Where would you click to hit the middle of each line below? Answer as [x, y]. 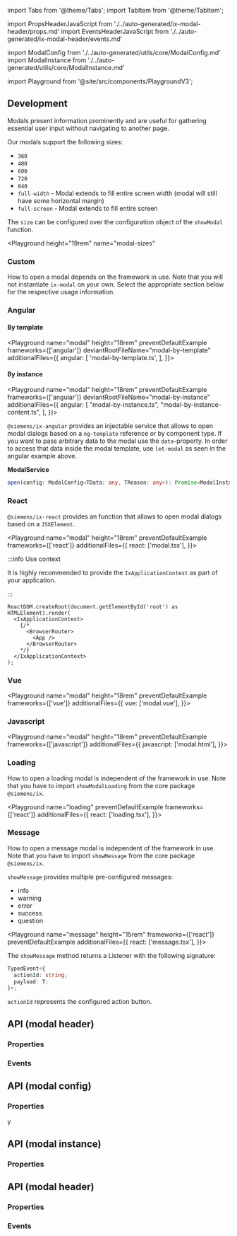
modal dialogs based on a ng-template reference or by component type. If [115, 434]
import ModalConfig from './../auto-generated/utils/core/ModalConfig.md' [114, 53]
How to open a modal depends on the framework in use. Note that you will [115, 277]
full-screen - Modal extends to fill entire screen [87, 208]
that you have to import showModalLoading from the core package [101, 785]
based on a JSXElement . [41, 524]
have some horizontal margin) [61, 200]
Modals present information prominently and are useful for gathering [107, 120]
